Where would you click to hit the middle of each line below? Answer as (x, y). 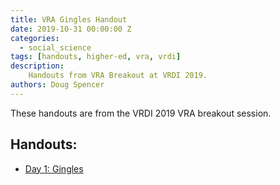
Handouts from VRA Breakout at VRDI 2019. (118, 76)
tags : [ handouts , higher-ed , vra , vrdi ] (96, 57)
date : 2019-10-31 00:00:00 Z (71, 29)
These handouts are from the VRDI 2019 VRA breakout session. (141, 113)
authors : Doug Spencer (57, 85)
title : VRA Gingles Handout (69, 19)
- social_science (55, 47)
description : (37, 66)
